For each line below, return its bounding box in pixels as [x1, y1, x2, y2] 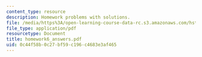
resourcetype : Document [6, 31, 66, 37]
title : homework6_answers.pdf [6, 36, 82, 42]
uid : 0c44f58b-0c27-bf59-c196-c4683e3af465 [6, 42, 117, 48]
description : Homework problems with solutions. [6, 14, 130, 20]
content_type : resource [6, 8, 66, 15]
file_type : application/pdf [6, 25, 77, 31]
